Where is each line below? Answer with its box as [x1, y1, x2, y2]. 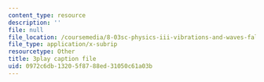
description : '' [8, 19, 61, 27]
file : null [8, 26, 44, 34]
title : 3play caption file [8, 55, 97, 63]
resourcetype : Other [8, 48, 76, 55]
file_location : [8, 33, 58, 41]
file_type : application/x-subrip [8, 41, 118, 48]
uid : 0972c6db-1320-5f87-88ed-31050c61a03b [8, 62, 153, 70]
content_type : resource [8, 11, 86, 20]
